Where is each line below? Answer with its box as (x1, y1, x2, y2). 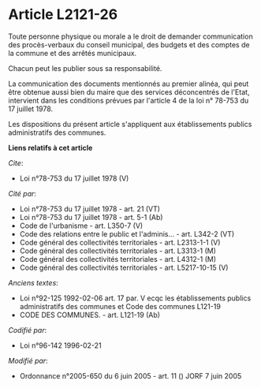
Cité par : (8, 188, 37, 198)
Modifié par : (8, 356, 49, 365)
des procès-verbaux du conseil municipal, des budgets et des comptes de (8, 39, 250, 49)
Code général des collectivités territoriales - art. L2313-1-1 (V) (19, 237, 221, 247)
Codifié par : (8, 325, 47, 334)
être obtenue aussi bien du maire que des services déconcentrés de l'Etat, (8, 87, 250, 96)
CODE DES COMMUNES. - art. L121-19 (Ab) (19, 310, 160, 319)
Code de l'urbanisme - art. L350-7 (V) (19, 221, 144, 230)
